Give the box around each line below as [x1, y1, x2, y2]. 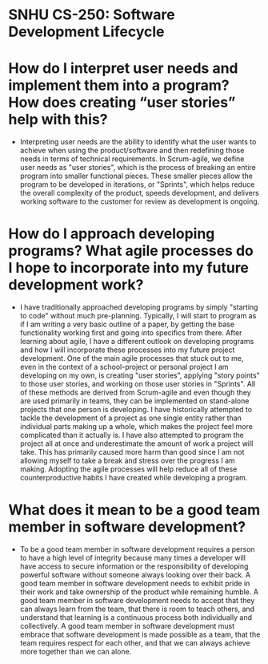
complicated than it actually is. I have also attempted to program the [19, 431, 244, 440]
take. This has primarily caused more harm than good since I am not [19, 447, 245, 457]
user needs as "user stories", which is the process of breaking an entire [19, 163, 256, 172]
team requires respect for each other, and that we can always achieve [19, 638, 250, 647]
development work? [8, 276, 144, 294]
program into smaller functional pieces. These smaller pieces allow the [19, 171, 254, 181]
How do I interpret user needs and [8, 59, 238, 78]
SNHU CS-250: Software [8, 6, 175, 24]
